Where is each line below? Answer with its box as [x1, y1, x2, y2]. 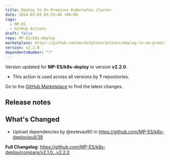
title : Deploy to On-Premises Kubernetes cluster [5, 7, 112, 13]
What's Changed [5, 115, 60, 124]
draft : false [5, 31, 33, 36]
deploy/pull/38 [12, 134, 43, 140]
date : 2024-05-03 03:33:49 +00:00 [5, 12, 78, 17]
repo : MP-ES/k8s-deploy [5, 36, 56, 41]
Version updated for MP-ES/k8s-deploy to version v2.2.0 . [5, 64, 127, 70]
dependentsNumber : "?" [5, 50, 53, 55]
